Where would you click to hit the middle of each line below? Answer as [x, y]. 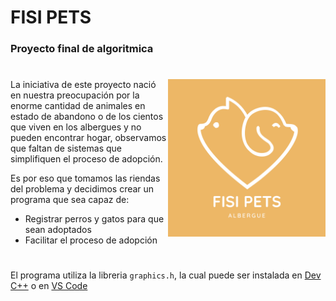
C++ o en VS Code [49, 286]
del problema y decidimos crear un [82, 189]
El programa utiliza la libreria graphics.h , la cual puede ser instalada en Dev [166, 275]
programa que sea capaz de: [70, 200]
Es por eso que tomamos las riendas [85, 178]
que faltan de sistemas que [66, 148]
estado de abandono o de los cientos [87, 117]
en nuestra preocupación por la [75, 95]
